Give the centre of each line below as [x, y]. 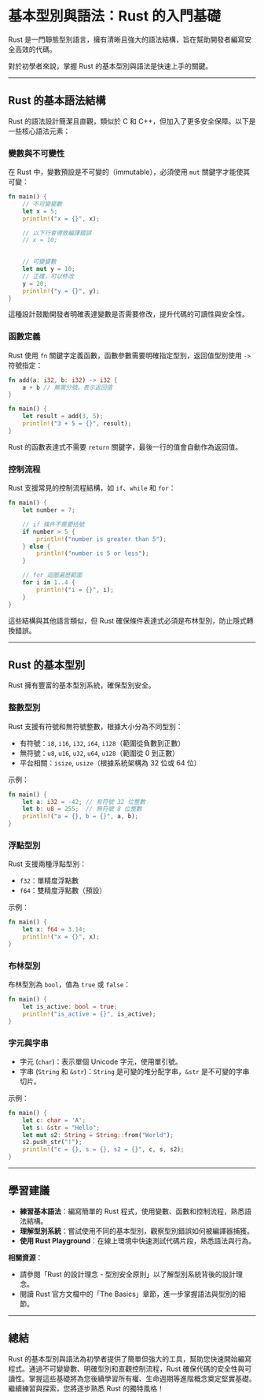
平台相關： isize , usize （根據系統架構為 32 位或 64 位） [110, 763]
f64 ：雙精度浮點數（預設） [63, 891]
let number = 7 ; [49, 510]
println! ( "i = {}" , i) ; [75, 590]
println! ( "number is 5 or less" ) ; [93, 554]
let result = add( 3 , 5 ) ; [63, 417]
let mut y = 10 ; [49, 269]
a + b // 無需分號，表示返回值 [67, 387]
